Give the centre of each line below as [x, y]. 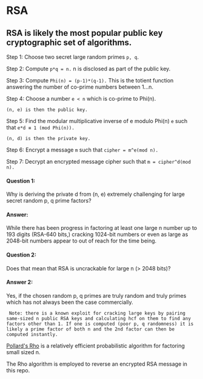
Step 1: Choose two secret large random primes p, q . [73, 57]
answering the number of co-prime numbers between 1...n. [80, 87]
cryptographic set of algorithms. [69, 42]
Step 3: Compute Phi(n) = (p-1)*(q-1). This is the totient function [90, 80]
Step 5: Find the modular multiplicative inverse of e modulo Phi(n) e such [97, 121]
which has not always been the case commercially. [70, 302]
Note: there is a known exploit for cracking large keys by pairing [97, 313]
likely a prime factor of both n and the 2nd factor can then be [90, 329]
